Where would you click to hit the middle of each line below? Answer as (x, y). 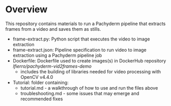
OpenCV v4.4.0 (37, 77)
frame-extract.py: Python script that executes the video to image (81, 39)
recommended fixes (42, 99)
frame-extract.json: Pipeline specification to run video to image (80, 50)
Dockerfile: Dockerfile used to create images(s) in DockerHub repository (89, 60)
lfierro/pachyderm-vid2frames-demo (52, 66)
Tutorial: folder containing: (41, 82)
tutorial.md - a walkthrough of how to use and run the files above (89, 88)
